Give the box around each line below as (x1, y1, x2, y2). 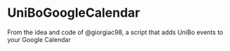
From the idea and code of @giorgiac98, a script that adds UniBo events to (7, 28, 224, 36)
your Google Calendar (7, 35, 72, 43)
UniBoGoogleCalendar (7, 5, 140, 21)
